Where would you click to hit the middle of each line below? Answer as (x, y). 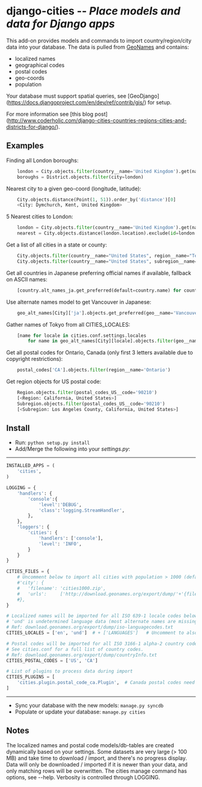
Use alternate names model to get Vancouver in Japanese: (79, 302)
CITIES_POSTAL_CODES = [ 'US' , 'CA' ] (52, 660)
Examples (25, 146)
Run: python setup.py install (52, 443)
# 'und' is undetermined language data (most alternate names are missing (102, 622)
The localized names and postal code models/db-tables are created (90, 745)
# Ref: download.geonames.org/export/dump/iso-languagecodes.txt (90, 627)
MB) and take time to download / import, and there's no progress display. (97, 758)
